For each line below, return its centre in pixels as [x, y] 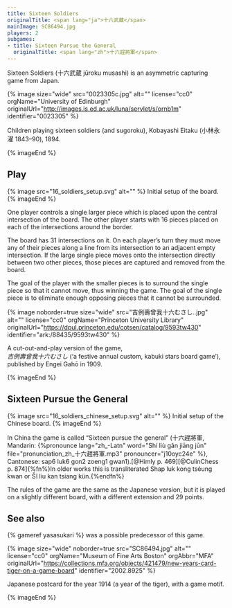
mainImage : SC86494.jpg [42, 26]
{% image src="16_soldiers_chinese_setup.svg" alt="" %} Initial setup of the [115, 415]
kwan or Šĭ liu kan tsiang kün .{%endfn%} [66, 476]
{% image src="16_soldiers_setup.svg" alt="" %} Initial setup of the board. [113, 191]
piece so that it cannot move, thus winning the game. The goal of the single [115, 290]
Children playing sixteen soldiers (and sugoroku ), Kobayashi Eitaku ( [105, 130]
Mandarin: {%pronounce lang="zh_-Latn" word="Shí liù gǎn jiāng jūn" [107, 445]
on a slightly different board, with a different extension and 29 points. [106, 497]
